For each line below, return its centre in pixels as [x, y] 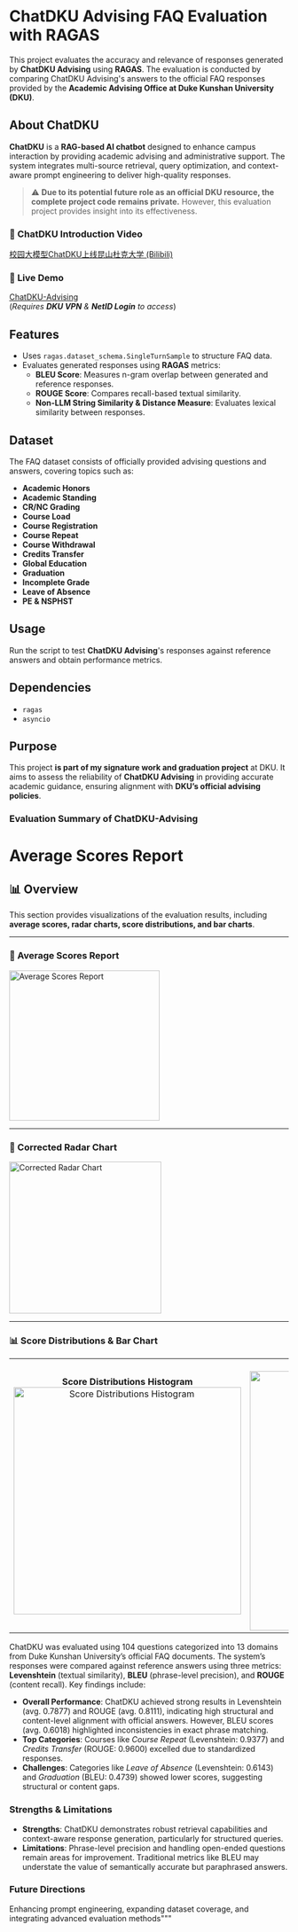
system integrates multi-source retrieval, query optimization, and [128, 165]
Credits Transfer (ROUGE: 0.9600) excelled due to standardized [138, 1749]
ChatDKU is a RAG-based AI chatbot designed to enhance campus [133, 146]
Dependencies [50, 688]
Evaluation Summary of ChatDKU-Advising [104, 819]
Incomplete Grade [56, 582]
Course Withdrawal [59, 544]
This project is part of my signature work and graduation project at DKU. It [147, 768]
